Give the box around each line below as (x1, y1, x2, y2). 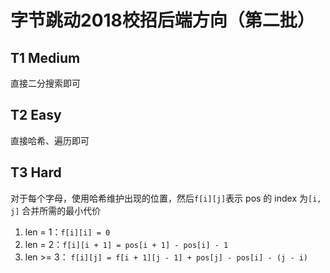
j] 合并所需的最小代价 (10, 204, 102, 216)
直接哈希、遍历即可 (10, 134, 90, 146)
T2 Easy (10, 107, 62, 124)
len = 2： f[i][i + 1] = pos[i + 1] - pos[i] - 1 (24, 238, 229, 250)
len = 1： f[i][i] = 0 (24, 226, 111, 238)
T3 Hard (10, 164, 62, 181)
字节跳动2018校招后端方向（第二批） (10, 9, 315, 32)
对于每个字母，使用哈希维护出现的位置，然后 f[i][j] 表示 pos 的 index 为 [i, (10, 192, 322, 204)
